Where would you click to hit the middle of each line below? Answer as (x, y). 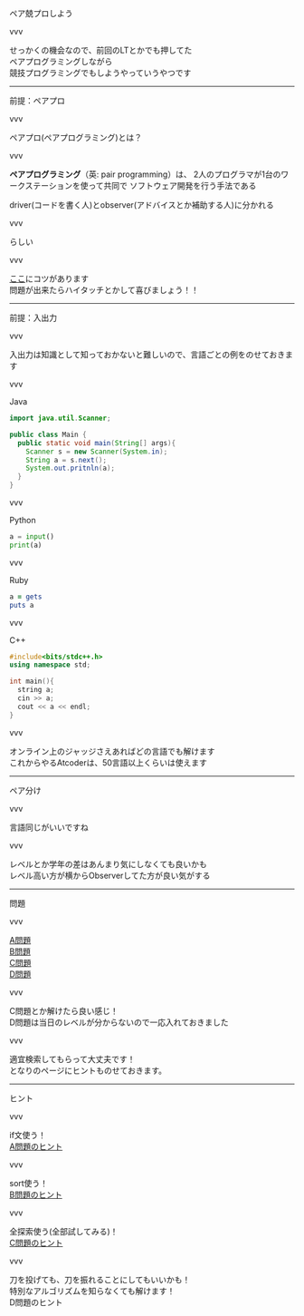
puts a (22, 605)
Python (23, 520)
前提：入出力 (33, 317)
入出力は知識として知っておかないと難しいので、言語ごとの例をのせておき (147, 355)
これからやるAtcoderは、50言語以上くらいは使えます (109, 762)
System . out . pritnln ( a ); (71, 468)
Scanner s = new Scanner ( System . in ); (97, 452)
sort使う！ (28, 1183)
